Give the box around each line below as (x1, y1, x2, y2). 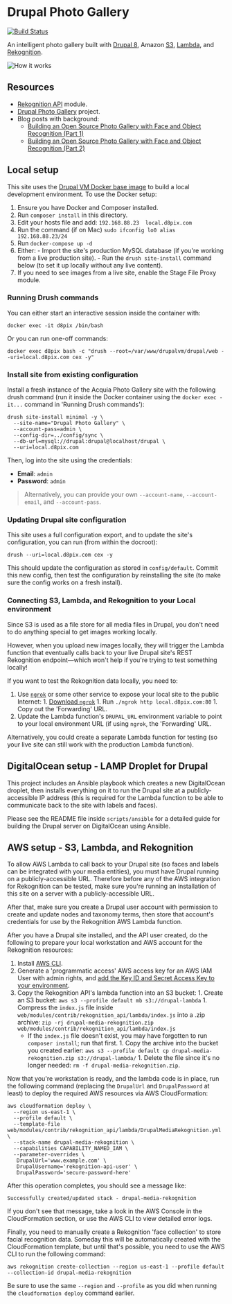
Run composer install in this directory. (17, 211, 128, 219)
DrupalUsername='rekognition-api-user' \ (16, 1163, 138, 1170)
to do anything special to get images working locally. (7, 627, 157, 636)
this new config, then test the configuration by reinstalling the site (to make (7, 571, 222, 580)
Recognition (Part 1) (27, 129, 84, 137)
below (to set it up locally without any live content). (17, 261, 163, 269)
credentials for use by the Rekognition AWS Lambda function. (7, 918, 183, 926)
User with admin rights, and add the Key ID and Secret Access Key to (17, 974, 215, 982)
